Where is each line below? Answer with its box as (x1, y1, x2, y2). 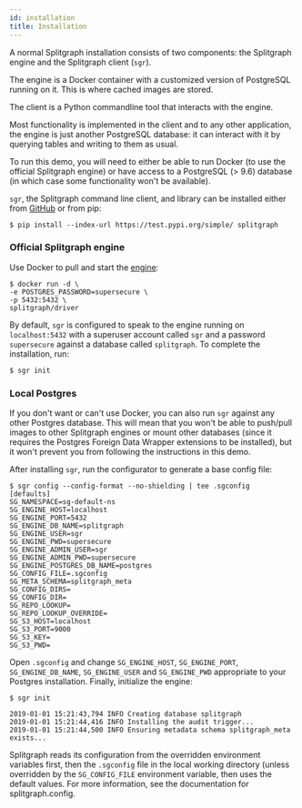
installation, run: (9, 348, 70, 359)
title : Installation (9, 22, 88, 31)
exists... (9, 733, 47, 742)
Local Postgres (9, 387, 77, 399)
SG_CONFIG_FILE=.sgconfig (9, 570, 107, 579)
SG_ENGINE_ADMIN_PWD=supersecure (9, 553, 136, 562)
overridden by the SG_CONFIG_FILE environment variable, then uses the (9, 769, 273, 780)
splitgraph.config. (9, 788, 75, 799)
